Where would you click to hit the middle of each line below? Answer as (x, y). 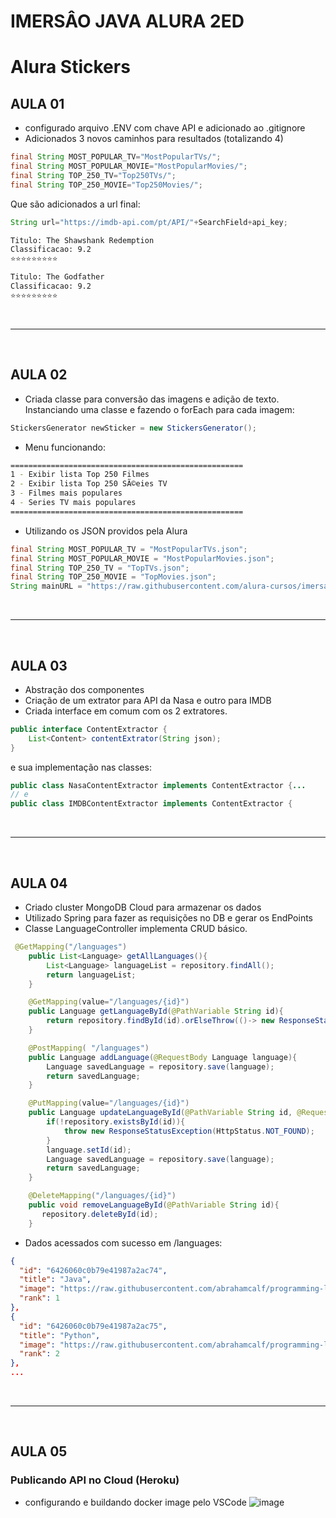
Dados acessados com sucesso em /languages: (123, 1242)
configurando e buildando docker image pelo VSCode (135, 1502)
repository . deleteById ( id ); (100, 1214)
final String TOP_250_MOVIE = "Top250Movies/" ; (106, 185)
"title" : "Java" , (55, 1280)
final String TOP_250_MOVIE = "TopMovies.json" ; (113, 577)
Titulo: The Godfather (57, 277)
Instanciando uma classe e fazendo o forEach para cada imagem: (159, 409)
